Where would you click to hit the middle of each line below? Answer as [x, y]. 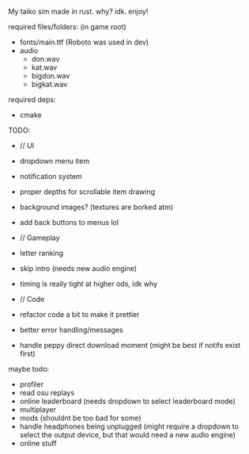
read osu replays [47, 393]
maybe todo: [29, 369]
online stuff [38, 443]
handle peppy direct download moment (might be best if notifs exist [130, 345]
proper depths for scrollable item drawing [87, 192]
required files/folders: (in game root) [67, 27]
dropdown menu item [54, 161]
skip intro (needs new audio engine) [78, 268]
